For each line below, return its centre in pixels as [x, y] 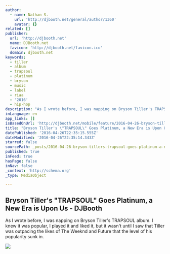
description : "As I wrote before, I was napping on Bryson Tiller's [79, 109]
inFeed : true [19, 156]
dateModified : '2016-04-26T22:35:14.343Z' [51, 138]
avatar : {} [26, 24]
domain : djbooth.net [31, 52]
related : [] [18, 29]
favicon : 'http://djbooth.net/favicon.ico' [56, 48]
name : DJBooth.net [29, 43]
